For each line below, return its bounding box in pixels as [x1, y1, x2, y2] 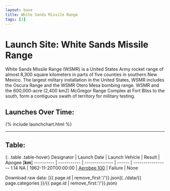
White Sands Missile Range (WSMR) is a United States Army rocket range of [5, 66, 164, 72]
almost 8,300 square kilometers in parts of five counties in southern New [5, 71, 157, 78]
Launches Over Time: [5, 107, 74, 117]
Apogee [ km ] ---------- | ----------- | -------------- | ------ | [5, 159, 133, 165]
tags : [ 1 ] [5, 17, 26, 22]
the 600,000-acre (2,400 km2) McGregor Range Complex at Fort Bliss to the [5, 88, 165, 94]
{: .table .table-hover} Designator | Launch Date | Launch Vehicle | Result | [5, 154, 160, 160]
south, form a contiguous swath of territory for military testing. [5, 93, 136, 99]
